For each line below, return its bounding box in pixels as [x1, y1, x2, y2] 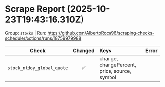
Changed [73, 47, 95, 54]
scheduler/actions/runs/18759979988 [5, 35, 82, 41]
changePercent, [99, 61, 137, 68]
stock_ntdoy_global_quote [7, 65, 68, 71]
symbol [99, 74, 116, 81]
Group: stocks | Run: [5, 30, 47, 36]
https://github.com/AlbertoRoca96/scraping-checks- [47, 30, 155, 36]
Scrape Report [5, 3, 65, 15]
